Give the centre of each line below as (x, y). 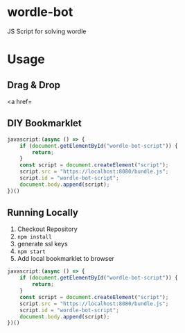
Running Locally (43, 213)
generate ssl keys (42, 244)
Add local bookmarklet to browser (65, 259)
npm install (34, 237)
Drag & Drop (34, 85)
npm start (32, 252)
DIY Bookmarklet (44, 123)
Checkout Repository (47, 229)
